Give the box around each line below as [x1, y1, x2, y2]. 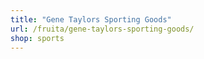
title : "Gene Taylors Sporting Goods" [10, 14, 172, 25]
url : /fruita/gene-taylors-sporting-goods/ [10, 24, 195, 34]
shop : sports [10, 33, 65, 43]
